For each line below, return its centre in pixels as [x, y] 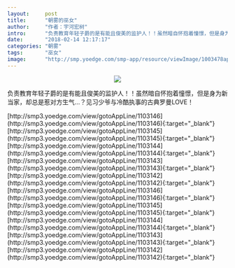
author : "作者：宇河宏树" [48, 27]
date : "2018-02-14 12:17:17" [59, 40]
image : [17, 59]
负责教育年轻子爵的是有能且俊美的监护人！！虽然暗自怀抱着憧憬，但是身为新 [117, 93]
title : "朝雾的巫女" [42, 20]
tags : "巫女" [35, 53]
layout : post [33, 14]
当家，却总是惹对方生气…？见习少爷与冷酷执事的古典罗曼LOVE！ [100, 101]
